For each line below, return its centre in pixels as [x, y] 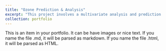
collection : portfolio [29, 19]
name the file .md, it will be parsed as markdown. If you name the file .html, [82, 38]
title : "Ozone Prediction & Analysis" [45, 10]
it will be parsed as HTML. [32, 44]
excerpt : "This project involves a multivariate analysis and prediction [83, 14]
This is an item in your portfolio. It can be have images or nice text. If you [80, 33]
